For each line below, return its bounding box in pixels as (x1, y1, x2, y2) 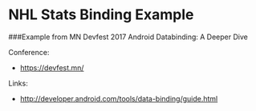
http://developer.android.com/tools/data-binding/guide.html (19, 93, 218, 103)
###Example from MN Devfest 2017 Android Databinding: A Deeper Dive (8, 32, 249, 42)
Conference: (8, 47, 50, 57)
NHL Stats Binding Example (8, 6, 194, 24)
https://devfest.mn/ (19, 62, 84, 73)
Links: (8, 78, 28, 88)
